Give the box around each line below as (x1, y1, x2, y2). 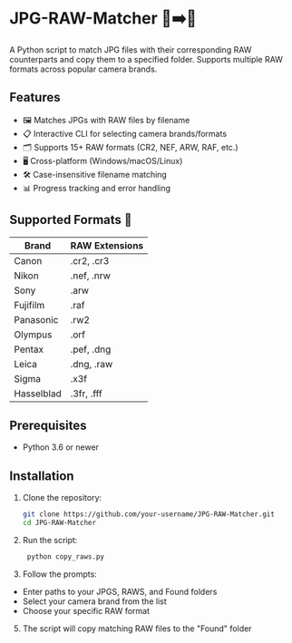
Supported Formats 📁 (9, 212, 133, 228)
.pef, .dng (70, 343, 112, 356)
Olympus (14, 328, 53, 341)
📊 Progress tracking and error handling (22, 182, 170, 193)
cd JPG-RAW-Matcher (22, 519, 97, 528)
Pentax (14, 343, 44, 356)
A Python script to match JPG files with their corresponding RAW (9, 44, 252, 55)
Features (9, 90, 61, 105)
